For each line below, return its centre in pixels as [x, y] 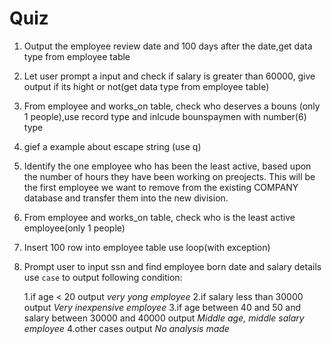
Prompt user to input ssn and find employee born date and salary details [172, 266]
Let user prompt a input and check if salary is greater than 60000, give [169, 76]
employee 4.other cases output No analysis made [126, 328]
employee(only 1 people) [74, 228]
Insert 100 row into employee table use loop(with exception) [147, 247]
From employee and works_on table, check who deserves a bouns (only [172, 106]
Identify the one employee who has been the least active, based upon [167, 166]
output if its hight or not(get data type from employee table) [146, 86]
